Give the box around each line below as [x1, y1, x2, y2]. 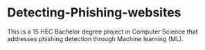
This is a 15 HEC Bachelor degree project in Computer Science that [7, 27, 198, 36]
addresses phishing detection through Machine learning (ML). [7, 34, 184, 42]
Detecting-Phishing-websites [7, 5, 181, 21]
